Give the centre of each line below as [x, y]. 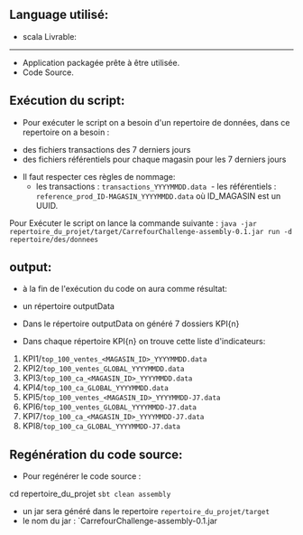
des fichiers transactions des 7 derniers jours [106, 149]
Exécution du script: [67, 101]
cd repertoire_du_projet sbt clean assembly [90, 494]
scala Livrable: [49, 36]
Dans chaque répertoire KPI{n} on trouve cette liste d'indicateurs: [144, 342]
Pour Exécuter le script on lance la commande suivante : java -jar [133, 223]
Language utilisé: [59, 15]
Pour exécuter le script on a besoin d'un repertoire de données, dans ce [156, 122]
